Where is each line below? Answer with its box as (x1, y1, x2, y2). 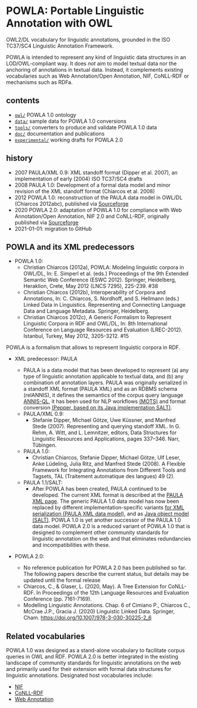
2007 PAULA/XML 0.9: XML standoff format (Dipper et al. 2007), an (14, 169, 178, 176)
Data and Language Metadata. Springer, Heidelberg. (23, 307, 150, 315)
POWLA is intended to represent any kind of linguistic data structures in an (6, 53, 186, 61)
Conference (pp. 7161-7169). (23, 595, 92, 603)
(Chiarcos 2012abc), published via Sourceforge (14, 200, 129, 207)
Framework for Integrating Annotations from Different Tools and (32, 467, 186, 474)
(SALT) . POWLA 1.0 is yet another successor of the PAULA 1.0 (32, 516, 181, 524)
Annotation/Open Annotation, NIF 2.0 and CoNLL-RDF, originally (14, 213, 170, 220)
